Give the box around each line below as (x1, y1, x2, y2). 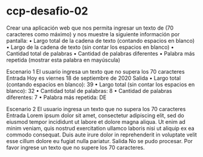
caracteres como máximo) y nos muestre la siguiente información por (6, 30, 180, 37)
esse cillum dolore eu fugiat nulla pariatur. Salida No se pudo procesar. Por (6, 137, 193, 144)
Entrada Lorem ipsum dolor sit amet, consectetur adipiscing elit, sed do (6, 112, 185, 119)
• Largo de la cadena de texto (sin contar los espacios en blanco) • (6, 43, 175, 51)
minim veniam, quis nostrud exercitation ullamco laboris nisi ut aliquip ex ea (6, 124, 195, 132)
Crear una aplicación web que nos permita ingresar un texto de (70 (6, 24, 174, 31)
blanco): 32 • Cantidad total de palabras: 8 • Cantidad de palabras (6, 87, 173, 94)
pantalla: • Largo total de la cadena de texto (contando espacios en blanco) (6, 37, 195, 44)
